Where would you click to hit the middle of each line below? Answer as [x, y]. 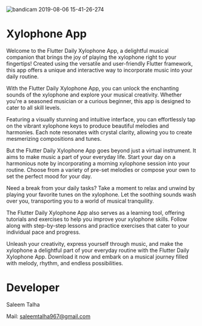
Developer [33, 288]
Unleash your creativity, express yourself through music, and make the [95, 243]
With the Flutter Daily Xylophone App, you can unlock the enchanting [93, 88]
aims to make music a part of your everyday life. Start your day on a [91, 157]
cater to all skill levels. [34, 107]
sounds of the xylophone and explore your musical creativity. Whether [94, 95]
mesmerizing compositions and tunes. [54, 138]
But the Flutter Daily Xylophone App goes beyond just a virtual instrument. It [101, 150]
